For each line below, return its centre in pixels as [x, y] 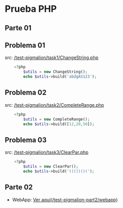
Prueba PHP [31, 9]
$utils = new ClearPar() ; [51, 167]
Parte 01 [18, 28]
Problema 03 [26, 140]
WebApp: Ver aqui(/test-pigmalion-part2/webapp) [65, 200]
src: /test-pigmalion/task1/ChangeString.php [52, 58]
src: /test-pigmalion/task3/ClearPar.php [47, 153]
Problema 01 [25, 45]
